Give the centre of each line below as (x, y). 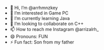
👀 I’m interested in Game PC (39, 13)
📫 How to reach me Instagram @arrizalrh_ (54, 29)
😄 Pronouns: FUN (29, 36)
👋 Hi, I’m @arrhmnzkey (34, 8)
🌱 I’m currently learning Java (40, 18)
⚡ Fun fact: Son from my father (42, 42)
